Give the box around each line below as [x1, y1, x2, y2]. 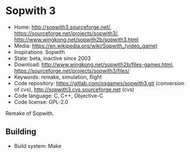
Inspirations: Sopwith [13, 48, 65, 55]
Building [5, 127, 36, 137]
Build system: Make [13, 142, 62, 149]
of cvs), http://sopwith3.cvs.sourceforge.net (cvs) [13, 86, 134, 93]
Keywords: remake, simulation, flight [13, 73, 102, 80]
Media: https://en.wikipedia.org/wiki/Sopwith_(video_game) [13, 42, 158, 49]
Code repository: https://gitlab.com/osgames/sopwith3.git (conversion [13, 79, 185, 86]
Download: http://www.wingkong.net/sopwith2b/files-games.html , [13, 60, 174, 68]
